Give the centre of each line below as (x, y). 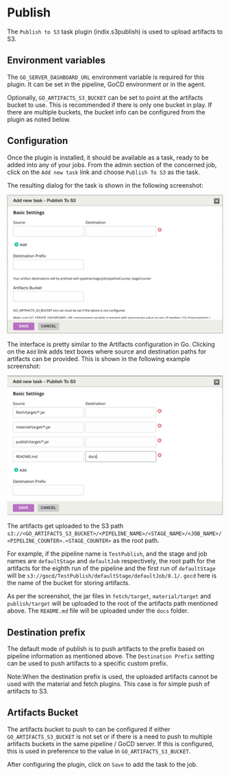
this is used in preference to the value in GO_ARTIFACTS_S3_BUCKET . (99, 751)
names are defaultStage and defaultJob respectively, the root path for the (111, 561)
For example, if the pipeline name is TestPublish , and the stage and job (107, 554)
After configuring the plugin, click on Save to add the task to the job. (103, 764)
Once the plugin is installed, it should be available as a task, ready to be (108, 157)
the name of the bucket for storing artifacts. (69, 583)
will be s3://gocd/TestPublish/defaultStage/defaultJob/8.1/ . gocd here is (112, 576)
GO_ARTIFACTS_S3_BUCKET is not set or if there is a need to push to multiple (110, 736)
